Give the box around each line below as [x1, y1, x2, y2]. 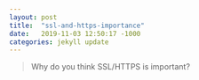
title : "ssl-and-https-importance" [9, 21, 145, 30]
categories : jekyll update [9, 37, 109, 47]
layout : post [9, 12, 58, 22]
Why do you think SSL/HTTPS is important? [30, 62, 191, 72]
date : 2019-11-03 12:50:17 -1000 [9, 29, 141, 38]
